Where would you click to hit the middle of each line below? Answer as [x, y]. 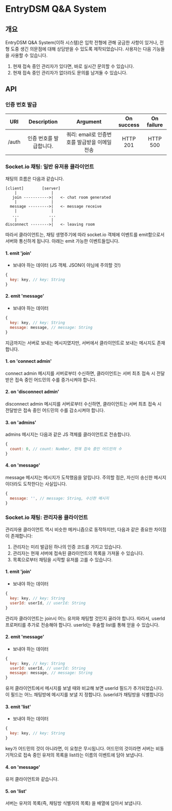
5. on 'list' [16, 791]
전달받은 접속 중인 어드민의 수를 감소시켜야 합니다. [55, 410]
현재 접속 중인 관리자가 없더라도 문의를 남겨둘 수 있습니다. [70, 73]
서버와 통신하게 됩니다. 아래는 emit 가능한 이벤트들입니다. [62, 241]
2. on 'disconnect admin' [32, 392]
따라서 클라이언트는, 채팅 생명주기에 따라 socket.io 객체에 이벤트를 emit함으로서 [85, 234]
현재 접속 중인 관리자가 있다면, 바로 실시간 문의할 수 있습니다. [73, 66]
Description [43, 121]
